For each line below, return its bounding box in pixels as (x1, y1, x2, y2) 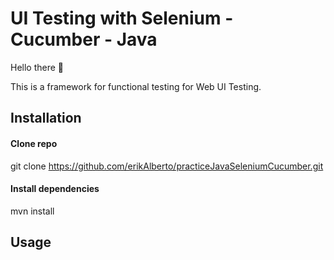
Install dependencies (10, 183, 100, 195)
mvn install (10, 205, 55, 217)
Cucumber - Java (10, 28, 158, 51)
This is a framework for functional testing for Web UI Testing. (10, 80, 262, 92)
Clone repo (10, 137, 58, 149)
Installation (10, 110, 82, 127)
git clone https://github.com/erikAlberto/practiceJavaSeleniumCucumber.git (10, 160, 324, 172)
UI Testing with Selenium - (10, 7, 234, 30)
